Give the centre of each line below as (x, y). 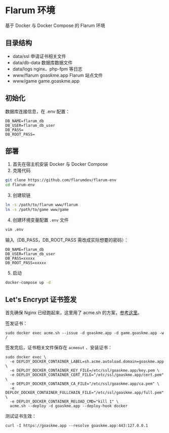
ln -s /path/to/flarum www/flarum (42, 205)
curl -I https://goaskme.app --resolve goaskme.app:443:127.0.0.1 (77, 426)
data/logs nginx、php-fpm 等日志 (47, 69)
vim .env (14, 229)
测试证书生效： (21, 416)
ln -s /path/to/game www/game (37, 210)
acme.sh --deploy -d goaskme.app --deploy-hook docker (69, 406)
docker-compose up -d (28, 282)
